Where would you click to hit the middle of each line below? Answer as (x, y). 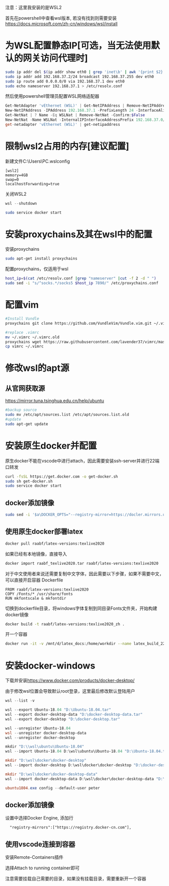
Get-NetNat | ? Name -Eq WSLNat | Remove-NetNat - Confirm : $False (75, 115)
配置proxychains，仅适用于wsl (37, 269)
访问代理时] (64, 58)
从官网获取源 (25, 388)
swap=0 (12, 179)
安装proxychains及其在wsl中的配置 (79, 234)
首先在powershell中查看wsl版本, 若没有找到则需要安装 (61, 18)
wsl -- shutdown (21, 203)
